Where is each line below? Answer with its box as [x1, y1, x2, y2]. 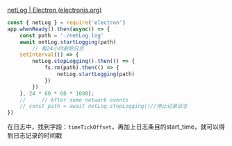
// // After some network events [19, 96, 129, 103]
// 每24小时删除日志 [32, 45, 85, 52]
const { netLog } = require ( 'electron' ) [7, 19, 126, 26]
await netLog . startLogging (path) [19, 38, 117, 46]
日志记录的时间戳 [13, 131, 63, 140]
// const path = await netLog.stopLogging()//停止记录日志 [19, 103, 188, 110]
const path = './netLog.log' [19, 32, 104, 39]
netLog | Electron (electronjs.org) [7, 6, 102, 14]
